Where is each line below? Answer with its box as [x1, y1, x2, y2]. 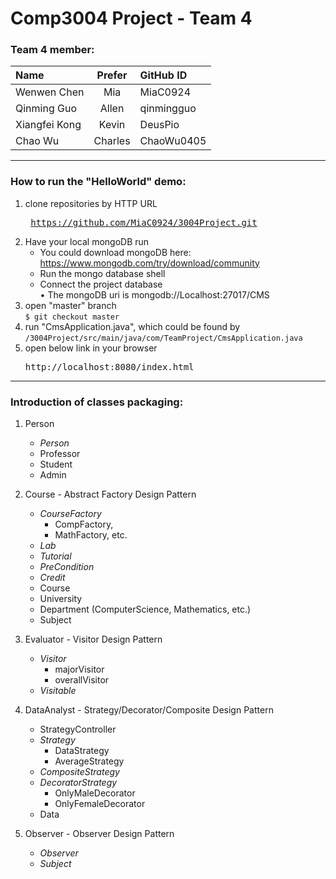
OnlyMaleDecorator [54, 787, 136, 799]
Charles [93, 134, 131, 148]
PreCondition [39, 561, 95, 573]
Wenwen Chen [15, 85, 85, 99]
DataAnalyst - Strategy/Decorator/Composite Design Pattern [24, 704, 274, 716]
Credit [39, 572, 66, 584]
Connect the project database [39, 278, 163, 290]
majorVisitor [54, 663, 105, 676]
